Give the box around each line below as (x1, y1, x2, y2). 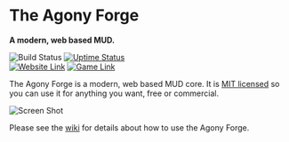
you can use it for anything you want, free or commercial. (9, 88, 220, 99)
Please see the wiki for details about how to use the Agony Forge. (9, 122, 250, 133)
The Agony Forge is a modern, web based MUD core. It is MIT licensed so (9, 78, 280, 89)
